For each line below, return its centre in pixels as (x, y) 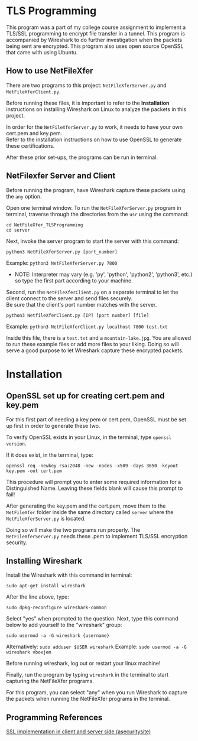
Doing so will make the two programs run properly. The (73, 529)
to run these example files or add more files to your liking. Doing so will (92, 344)
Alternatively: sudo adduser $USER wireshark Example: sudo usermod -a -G (97, 647)
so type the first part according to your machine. (74, 280)
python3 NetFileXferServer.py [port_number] (62, 252)
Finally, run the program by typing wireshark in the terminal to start (87, 675)
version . (16, 443)
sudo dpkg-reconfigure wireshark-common (57, 608)
